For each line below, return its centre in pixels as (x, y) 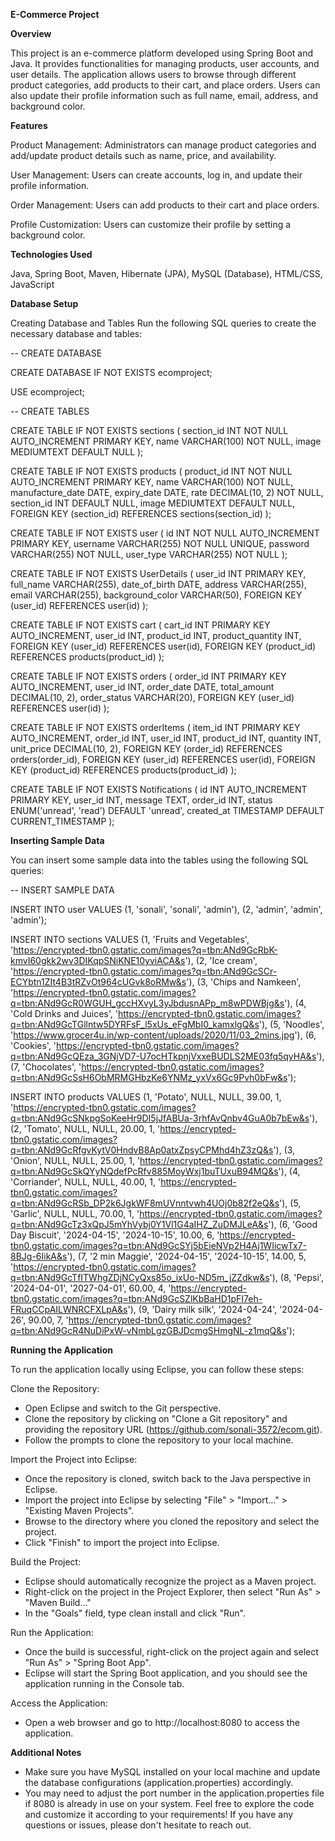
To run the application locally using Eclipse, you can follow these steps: (157, 1369)
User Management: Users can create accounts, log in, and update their (156, 175)
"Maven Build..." (58, 1602)
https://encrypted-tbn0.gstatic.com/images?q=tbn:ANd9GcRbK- (145, 950)
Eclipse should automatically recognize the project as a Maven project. (170, 1581)
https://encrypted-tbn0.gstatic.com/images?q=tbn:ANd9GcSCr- (145, 971)
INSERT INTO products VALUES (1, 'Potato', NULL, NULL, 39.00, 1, (146, 1097)
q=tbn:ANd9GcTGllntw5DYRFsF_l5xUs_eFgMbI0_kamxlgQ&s (135, 1024)
